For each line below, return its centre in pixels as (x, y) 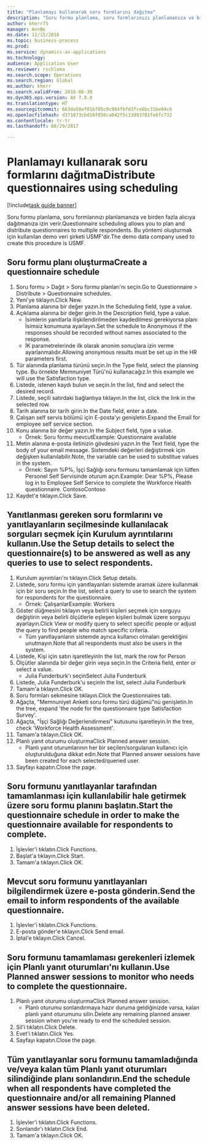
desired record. (35, 391)
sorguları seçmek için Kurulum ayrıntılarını (90, 534)
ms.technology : (26, 58)
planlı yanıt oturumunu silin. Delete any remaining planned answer (107, 1014)
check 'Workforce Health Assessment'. (65, 728)
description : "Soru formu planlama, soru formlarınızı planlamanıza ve (100, 18)
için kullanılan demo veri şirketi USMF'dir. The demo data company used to (101, 236)
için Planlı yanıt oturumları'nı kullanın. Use (88, 967)
